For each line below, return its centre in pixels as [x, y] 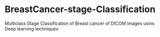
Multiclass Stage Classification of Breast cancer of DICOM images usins [80, 23]
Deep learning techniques [32, 28]
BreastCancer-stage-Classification [80, 9]
